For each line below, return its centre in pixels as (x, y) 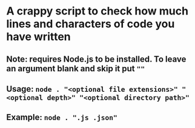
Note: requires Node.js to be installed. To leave (96, 59)
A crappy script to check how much (97, 11)
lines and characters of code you (91, 24)
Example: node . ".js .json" (62, 117)
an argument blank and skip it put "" (76, 69)
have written (38, 37)
